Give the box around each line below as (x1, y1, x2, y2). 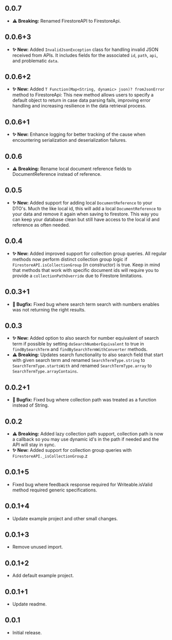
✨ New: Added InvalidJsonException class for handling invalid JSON (12, 46, 159, 52)
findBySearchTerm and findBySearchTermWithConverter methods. (12, 346, 148, 353)
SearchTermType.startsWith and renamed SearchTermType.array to (12, 362, 152, 369)
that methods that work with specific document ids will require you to (12, 267, 159, 273)
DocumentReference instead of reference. (12, 171, 102, 177)
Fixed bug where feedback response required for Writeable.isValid (12, 481, 152, 487)
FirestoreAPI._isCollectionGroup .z (12, 452, 88, 459)
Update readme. (12, 601, 47, 607)
